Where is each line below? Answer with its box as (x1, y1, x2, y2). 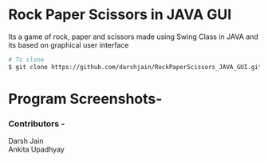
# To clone (8, 56, 45, 64)
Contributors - (8, 118, 65, 129)
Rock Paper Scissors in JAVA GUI (8, 6, 232, 24)
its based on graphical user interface (8, 40, 129, 49)
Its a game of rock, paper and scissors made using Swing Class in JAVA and (8, 32, 259, 41)
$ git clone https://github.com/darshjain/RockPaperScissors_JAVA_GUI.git (8, 63, 262, 71)
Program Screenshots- (8, 90, 163, 108)
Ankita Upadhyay (8, 145, 65, 154)
